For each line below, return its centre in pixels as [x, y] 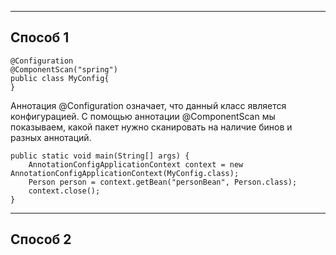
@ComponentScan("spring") [64, 69]
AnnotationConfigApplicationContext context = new [136, 164]
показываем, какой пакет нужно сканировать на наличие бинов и [151, 127]
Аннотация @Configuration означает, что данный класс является [148, 105]
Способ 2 [41, 239]
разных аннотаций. [51, 137]
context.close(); [64, 191]
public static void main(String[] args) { [100, 156]
